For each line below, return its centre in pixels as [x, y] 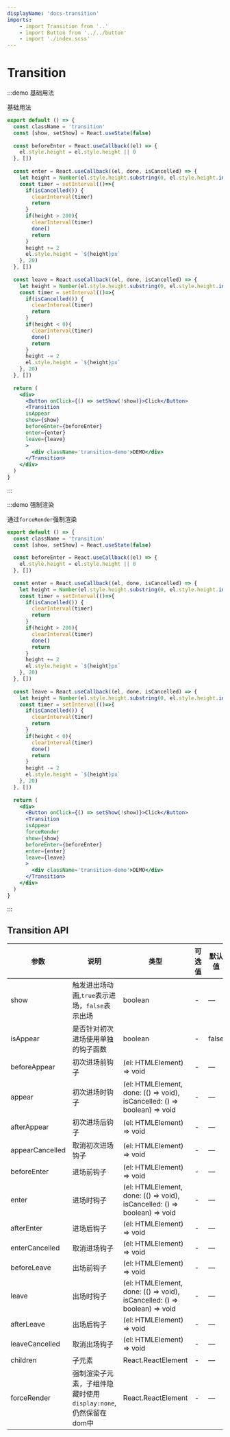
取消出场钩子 [93, 1344]
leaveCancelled [35, 1344]
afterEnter [27, 1228]
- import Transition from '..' [64, 26]
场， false [88, 1006]
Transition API [38, 930]
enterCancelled [35, 1248]
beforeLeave [31, 1268]
